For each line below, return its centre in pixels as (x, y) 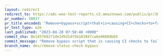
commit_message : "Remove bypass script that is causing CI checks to (77, 41)
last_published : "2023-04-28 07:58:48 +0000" (51, 32)
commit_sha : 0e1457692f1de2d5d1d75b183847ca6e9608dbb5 (61, 37)
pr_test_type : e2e (23, 28)
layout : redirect (22, 9)
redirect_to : (18, 14)
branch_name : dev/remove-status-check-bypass (51, 46)
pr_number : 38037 (22, 19)
